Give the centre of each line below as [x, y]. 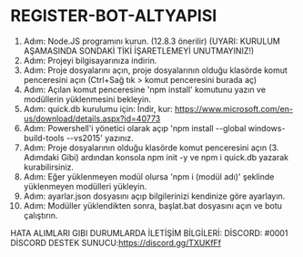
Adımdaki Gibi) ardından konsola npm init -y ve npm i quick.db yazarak [156, 157]
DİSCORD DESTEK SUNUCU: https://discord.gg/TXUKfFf [116, 242]
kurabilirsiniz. [49, 167]
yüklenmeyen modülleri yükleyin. [85, 186]
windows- [267, 128]
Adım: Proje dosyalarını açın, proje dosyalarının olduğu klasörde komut [155, 70]
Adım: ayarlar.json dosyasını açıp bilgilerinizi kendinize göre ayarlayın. [154, 196]
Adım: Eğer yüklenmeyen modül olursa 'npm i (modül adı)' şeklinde [149, 176]
